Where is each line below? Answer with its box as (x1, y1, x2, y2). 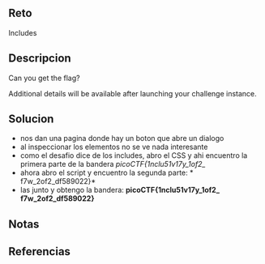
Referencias (8, 245, 71, 258)
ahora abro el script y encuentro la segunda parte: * (19, 168, 194, 177)
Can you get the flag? (8, 73, 80, 83)
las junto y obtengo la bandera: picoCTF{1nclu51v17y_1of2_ (19, 185, 220, 195)
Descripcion (8, 52, 71, 66)
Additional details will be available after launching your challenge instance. (8, 88, 257, 98)
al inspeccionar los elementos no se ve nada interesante (19, 142, 208, 152)
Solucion (8, 113, 54, 126)
